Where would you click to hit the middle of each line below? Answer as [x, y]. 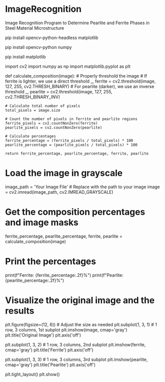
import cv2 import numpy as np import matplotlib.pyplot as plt [68, 66]
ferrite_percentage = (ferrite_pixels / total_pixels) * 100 [69, 140]
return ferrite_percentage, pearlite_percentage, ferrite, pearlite [77, 153]
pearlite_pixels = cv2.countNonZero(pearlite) [54, 127]
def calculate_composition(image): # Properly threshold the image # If [76, 76]
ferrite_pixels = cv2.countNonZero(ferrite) [51, 123]
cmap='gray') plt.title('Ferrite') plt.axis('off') [49, 350]
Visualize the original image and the [80, 300]
